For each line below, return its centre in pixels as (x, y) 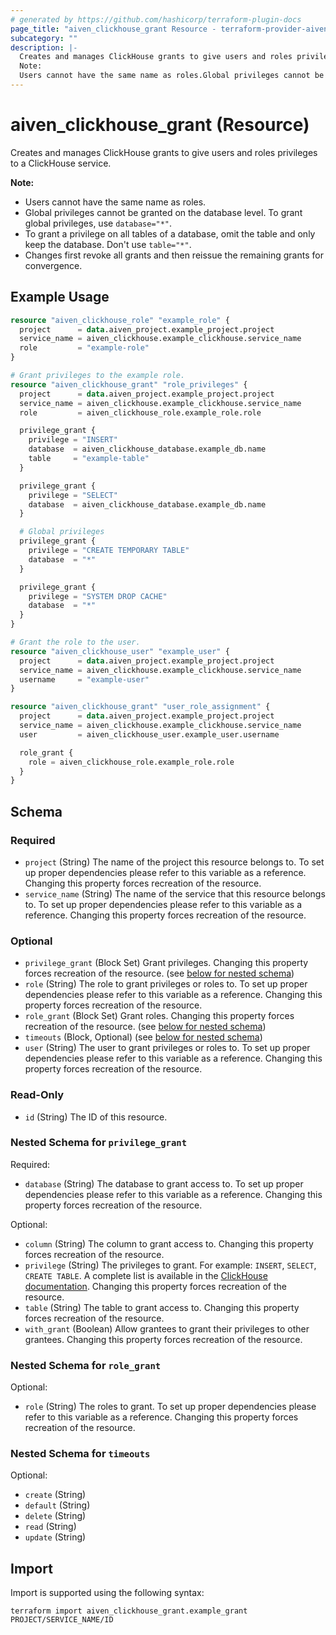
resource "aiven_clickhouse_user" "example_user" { (120, 651)
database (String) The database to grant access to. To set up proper (164, 1183)
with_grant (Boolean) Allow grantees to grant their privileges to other (167, 1328)
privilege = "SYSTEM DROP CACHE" (98, 596)
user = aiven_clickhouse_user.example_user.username (149, 734)
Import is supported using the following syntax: (107, 1593)
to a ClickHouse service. (61, 163)
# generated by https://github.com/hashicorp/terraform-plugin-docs (156, 19)
